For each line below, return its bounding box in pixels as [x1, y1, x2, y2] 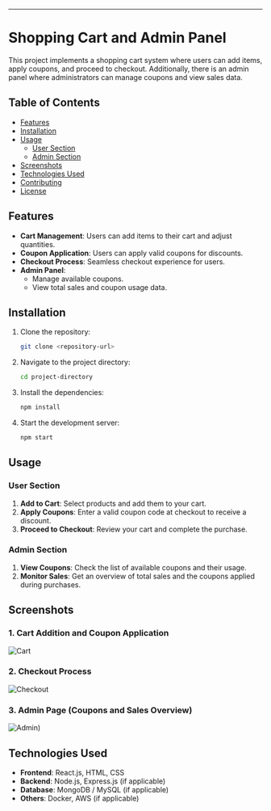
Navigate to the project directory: [19, 357, 131, 368]
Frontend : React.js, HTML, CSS [19, 767, 125, 777]
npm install [19, 403, 60, 412]
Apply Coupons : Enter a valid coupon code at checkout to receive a [19, 506, 247, 517]
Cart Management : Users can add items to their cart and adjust [19, 231, 232, 241]
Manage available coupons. [31, 274, 124, 284]
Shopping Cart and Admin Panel [8, 29, 227, 47]
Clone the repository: [19, 327, 91, 337]
